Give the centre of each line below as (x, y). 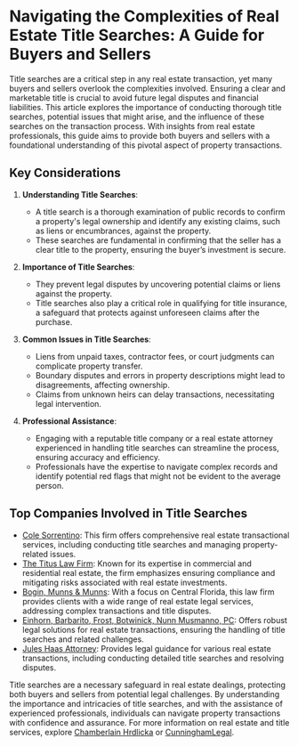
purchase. (54, 321)
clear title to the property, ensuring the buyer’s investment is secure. (161, 249)
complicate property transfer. (89, 366)
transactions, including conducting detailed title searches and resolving (153, 658)
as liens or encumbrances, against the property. (123, 231)
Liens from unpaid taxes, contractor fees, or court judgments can (155, 356)
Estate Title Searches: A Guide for (137, 35)
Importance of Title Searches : (78, 267)
